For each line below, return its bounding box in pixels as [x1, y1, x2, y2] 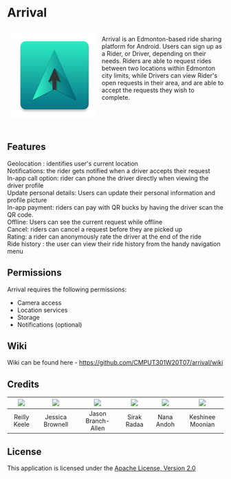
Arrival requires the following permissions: [7, 285, 127, 293]
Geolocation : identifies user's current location [7, 159, 139, 168]
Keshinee [188, 413, 216, 421]
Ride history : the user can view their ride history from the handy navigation [7, 239, 221, 248]
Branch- [85, 416, 110, 425]
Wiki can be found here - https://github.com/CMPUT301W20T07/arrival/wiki [7, 359, 223, 367]
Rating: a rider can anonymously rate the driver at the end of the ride [7, 232, 201, 241]
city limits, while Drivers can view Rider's [102, 71, 218, 80]
